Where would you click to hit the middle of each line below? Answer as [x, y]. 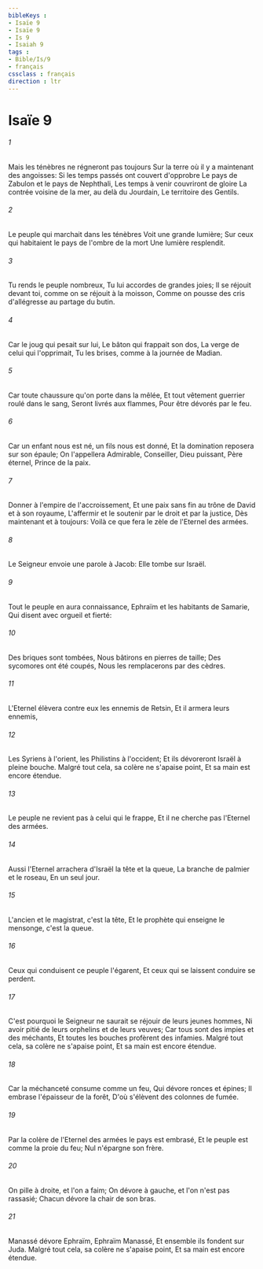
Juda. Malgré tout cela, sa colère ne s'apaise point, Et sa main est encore [126, 1249]
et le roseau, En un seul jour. [54, 877]
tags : [19, 52]
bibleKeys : [27, 15]
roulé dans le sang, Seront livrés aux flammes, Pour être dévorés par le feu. [130, 403]
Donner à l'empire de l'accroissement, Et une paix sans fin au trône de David [132, 505]
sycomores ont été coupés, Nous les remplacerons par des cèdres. [117, 665]
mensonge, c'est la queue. [51, 928]
